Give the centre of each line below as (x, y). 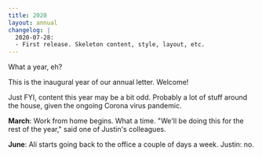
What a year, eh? (35, 67)
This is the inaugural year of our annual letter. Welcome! (98, 82)
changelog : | (29, 30)
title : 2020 (27, 15)
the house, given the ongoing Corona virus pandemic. (95, 106)
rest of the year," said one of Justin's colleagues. (87, 130)
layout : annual (33, 23)
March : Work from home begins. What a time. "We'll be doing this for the (126, 121)
